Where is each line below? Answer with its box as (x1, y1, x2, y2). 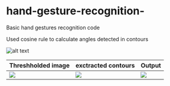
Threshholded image (9, 61, 70, 69)
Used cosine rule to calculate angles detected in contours (6, 35, 148, 42)
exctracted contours (75, 61, 135, 69)
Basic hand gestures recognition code (6, 24, 100, 31)
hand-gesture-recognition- (6, 4, 145, 18)
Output (140, 61, 162, 69)
